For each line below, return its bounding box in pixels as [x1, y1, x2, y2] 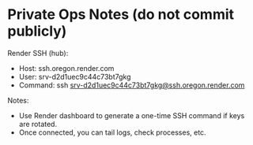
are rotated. [18, 119, 57, 128]
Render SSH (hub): [7, 48, 69, 58]
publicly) [7, 22, 67, 40]
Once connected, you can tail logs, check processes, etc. [18, 128, 206, 137]
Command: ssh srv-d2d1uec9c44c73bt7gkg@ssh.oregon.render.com [18, 80, 245, 90]
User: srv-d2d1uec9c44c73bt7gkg [18, 72, 131, 81]
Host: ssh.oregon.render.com [18, 63, 115, 72]
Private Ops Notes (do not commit [7, 6, 235, 24]
